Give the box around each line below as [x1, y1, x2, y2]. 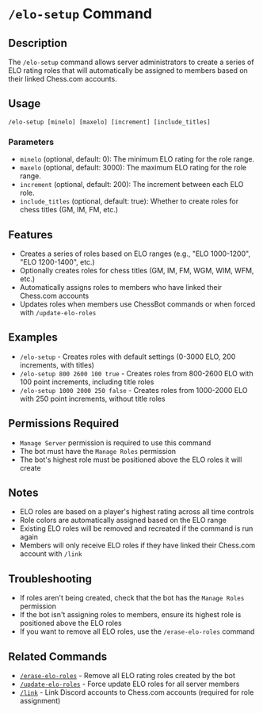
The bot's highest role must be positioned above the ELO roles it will [19, 455, 242, 464]
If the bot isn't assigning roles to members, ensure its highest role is [19, 610, 242, 620]
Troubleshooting [8, 572, 93, 585]
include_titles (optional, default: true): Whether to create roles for [19, 196, 239, 206]
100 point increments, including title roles [19, 377, 154, 387]
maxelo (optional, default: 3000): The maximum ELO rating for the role [19, 163, 247, 173]
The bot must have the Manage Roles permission [19, 446, 177, 456]
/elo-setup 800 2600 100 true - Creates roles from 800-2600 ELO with [19, 368, 253, 378]
